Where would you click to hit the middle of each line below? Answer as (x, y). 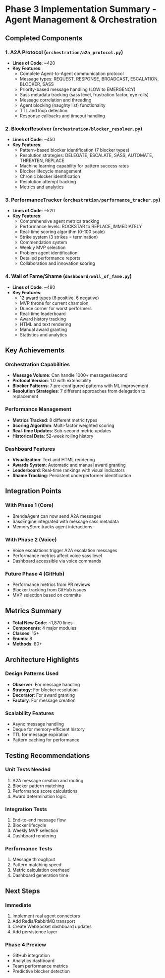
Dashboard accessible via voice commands (57, 561)
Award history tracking (43, 319)
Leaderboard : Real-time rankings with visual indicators (68, 470)
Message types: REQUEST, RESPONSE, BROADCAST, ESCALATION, (89, 79)
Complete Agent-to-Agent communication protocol (72, 74)
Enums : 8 (22, 639)
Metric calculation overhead (41, 870)
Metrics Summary (33, 611)
